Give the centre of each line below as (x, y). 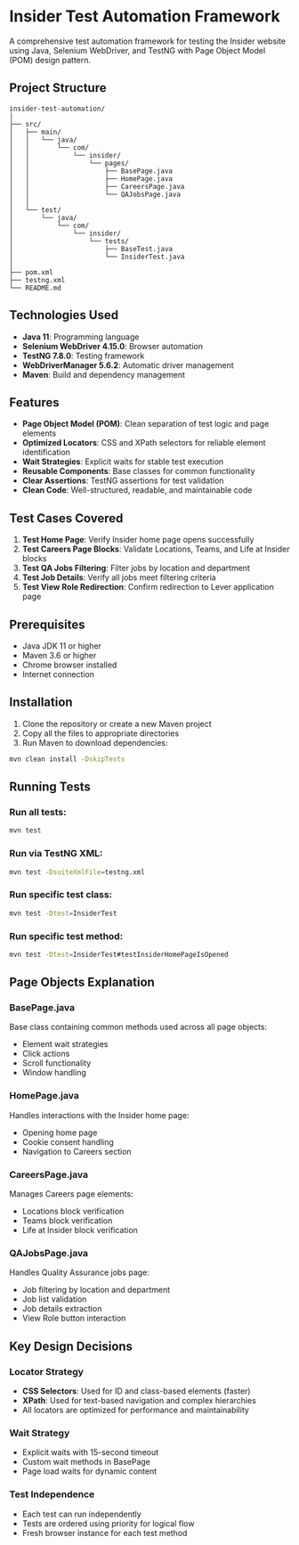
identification (46, 453)
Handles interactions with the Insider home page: (99, 1115)
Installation (41, 703)
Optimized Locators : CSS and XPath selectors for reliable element (144, 443)
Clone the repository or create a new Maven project (117, 723)
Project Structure (58, 88)
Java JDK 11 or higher (62, 646)
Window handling (54, 1073)
